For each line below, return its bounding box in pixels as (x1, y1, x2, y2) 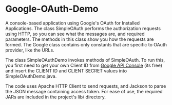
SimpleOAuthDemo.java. (5, 73, 57, 79)
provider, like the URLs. (5, 47, 55, 53)
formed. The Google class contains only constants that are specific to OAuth (5, 41, 167, 47)
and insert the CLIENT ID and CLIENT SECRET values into (5, 67, 127, 74)
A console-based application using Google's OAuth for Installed (5, 20, 140, 26)
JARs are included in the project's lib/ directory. (5, 94, 106, 100)
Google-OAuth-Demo (5, 3, 99, 15)
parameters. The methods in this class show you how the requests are (5, 36, 154, 42)
